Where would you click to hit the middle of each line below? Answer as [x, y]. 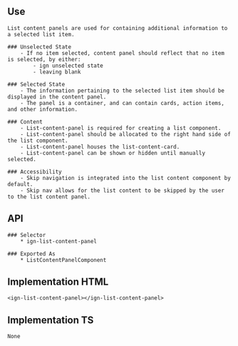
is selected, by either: [44, 59]
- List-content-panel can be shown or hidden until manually [113, 153]
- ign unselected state [68, 66]
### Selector [27, 235]
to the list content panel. [49, 197]
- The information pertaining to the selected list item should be [122, 91]
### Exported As [31, 254]
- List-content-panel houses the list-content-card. [100, 147]
